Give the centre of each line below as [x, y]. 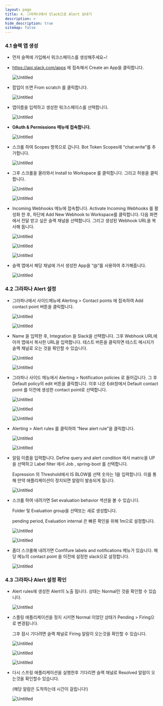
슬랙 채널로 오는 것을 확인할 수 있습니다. [50, 348]
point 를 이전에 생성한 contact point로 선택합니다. [60, 389]
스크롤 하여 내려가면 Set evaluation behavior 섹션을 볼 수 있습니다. [76, 500]
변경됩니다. [28, 623]
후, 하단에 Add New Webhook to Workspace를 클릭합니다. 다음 [88, 214]
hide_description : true [29, 23]
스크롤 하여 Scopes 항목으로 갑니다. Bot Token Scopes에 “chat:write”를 [81, 147]
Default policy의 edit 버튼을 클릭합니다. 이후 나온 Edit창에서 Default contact [85, 384]
